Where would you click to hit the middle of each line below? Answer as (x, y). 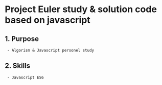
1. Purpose (22, 39)
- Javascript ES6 (25, 77)
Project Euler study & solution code (81, 9)
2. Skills (18, 66)
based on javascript (48, 20)
